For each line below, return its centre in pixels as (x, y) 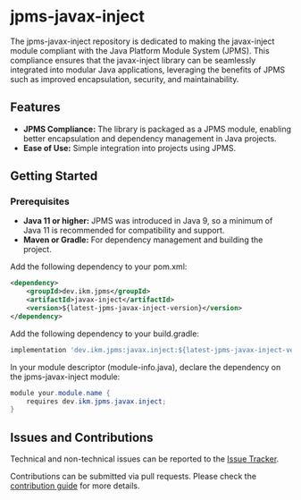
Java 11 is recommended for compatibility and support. (124, 231)
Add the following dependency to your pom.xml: (99, 267)
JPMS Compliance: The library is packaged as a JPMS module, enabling (157, 129)
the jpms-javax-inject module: (65, 377)
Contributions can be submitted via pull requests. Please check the (134, 477)
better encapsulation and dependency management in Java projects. (150, 138)
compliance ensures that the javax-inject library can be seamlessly (133, 60)
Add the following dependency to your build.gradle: (105, 334)
